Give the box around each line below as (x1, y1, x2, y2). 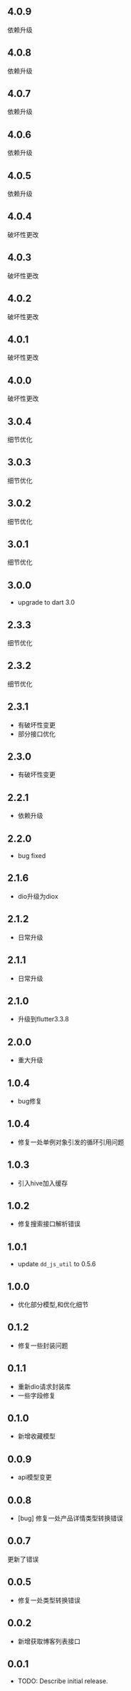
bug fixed (17, 852, 46, 860)
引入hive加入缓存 (17, 1178, 68, 1187)
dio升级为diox (17, 892, 58, 900)
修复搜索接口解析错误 (17, 1220, 80, 1228)
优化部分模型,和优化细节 (17, 1301, 89, 1308)
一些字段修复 (17, 1391, 56, 1400)
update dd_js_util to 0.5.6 (17, 1260, 96, 1268)
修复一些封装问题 (17, 1341, 68, 1350)
